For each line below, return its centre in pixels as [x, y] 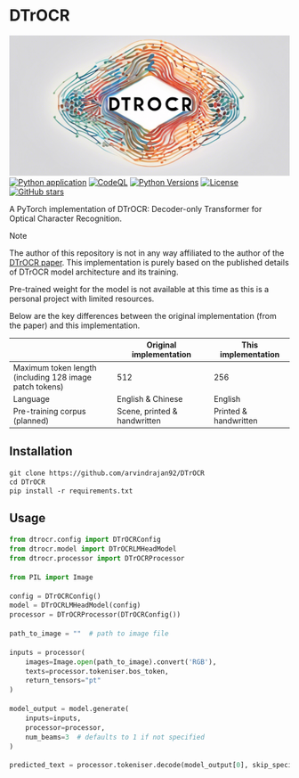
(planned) [31, 421]
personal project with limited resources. [82, 299]
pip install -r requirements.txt [71, 491]
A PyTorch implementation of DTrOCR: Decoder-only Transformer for [136, 209]
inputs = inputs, [53, 718]
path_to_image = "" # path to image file [89, 634]
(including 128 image [52, 377]
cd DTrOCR [28, 482]
